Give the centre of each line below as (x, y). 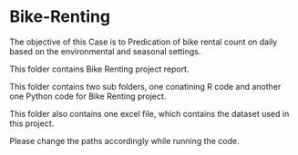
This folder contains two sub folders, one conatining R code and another (145, 86)
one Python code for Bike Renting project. (88, 96)
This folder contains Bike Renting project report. (99, 69)
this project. (32, 123)
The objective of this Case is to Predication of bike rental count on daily (144, 42)
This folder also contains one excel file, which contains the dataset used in (149, 113)
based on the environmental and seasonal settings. (105, 51)
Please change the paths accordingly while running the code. (124, 140)
